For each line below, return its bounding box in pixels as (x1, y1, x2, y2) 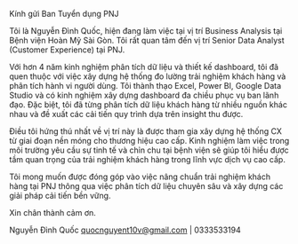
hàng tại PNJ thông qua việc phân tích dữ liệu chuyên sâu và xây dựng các (9, 181, 284, 191)
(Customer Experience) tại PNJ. (9, 44, 125, 55)
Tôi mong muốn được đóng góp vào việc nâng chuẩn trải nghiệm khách (9, 171, 271, 182)
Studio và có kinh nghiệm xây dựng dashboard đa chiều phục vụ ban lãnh (9, 90, 279, 100)
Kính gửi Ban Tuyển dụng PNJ (9, 9, 119, 19)
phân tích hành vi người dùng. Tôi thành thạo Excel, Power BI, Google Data (9, 81, 282, 91)
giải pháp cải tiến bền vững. (9, 191, 111, 201)
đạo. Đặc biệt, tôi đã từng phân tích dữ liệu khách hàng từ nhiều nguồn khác (9, 99, 287, 110)
